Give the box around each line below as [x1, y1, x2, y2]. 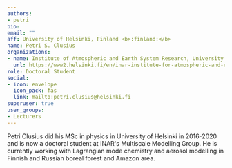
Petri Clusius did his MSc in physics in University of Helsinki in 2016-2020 [7, 132, 217, 140]
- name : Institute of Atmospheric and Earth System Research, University [7, 55, 224, 62]
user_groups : [7, 106, 45, 113]
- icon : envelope [7, 81, 57, 88]
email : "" [7, 29, 36, 37]
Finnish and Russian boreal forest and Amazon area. [7, 153, 155, 162]
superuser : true [7, 100, 54, 107]
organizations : [7, 49, 51, 56]
